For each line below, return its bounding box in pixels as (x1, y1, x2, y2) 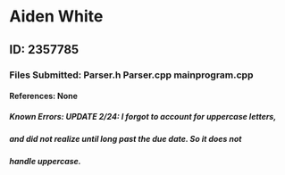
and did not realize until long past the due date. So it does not (9, 134, 242, 145)
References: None (9, 91, 79, 102)
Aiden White (9, 6, 104, 27)
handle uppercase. (9, 156, 82, 167)
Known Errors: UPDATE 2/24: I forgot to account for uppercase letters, (9, 111, 277, 121)
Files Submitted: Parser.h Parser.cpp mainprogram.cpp (9, 69, 254, 81)
